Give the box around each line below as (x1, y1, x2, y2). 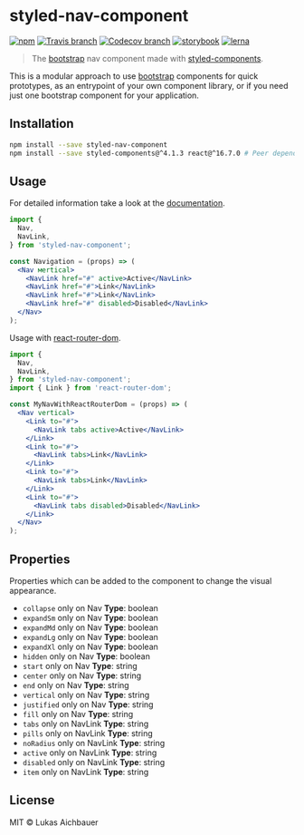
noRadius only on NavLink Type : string (22, 738, 166, 748)
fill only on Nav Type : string (22, 709, 134, 719)
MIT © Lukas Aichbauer (9, 817, 99, 828)
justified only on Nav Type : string (22, 699, 154, 710)
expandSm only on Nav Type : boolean (22, 613, 158, 623)
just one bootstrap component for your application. (9, 90, 199, 101)
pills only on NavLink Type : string (22, 728, 154, 739)
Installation (9, 116, 74, 131)
